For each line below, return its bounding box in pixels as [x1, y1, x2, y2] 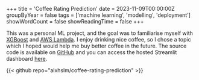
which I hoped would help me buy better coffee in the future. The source [6, 42, 187, 49]
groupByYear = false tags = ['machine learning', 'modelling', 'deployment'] [6, 11, 191, 19]
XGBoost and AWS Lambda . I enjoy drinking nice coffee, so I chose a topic [6, 36, 191, 43]
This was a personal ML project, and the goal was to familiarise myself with [6, 29, 193, 37]
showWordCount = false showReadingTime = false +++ [6, 18, 144, 25]
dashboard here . [6, 55, 48, 62]
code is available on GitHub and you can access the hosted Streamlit [6, 49, 177, 56]
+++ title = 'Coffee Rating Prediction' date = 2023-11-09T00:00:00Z [6, 5, 175, 12]
